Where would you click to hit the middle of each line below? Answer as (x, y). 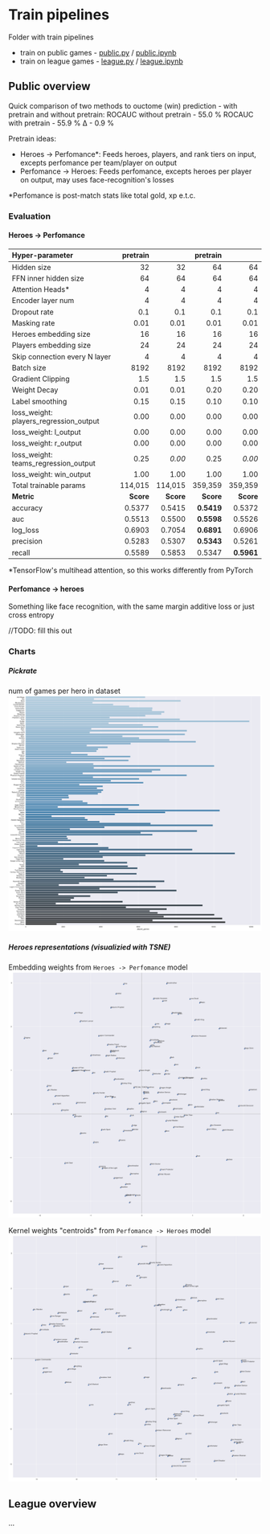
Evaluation (29, 216)
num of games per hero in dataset (64, 691)
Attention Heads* (41, 289)
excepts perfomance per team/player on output (98, 162)
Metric (23, 497)
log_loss (25, 530)
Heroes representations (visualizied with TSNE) (90, 947)
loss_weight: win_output (51, 474)
